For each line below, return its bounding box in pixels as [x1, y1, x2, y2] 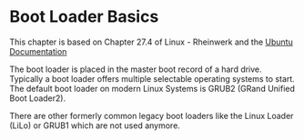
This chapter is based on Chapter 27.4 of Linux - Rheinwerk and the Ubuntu [9, 36, 293, 47]
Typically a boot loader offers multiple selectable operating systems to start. [9, 73, 296, 84]
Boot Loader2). [9, 93, 66, 104]
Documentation [9, 45, 67, 56]
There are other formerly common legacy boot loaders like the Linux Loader [9, 110, 294, 121]
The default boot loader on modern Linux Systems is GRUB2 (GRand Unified [9, 83, 296, 94]
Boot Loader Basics [9, 6, 159, 27]
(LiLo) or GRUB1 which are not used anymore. [9, 120, 180, 131]
